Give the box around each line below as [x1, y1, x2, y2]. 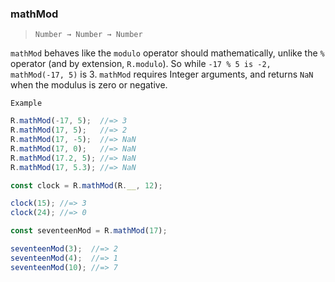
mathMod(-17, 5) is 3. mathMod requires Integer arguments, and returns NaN [10, 68, 314, 81]
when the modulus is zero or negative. [10, 79, 168, 91]
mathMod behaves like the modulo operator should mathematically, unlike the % [10, 47, 325, 59]
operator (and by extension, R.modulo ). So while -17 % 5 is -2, [10, 58, 272, 70]
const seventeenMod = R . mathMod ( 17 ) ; [10, 226, 168, 236]
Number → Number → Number [34, 30, 143, 40]
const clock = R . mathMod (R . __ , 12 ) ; [10, 180, 163, 191]
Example [10, 98, 43, 109]
